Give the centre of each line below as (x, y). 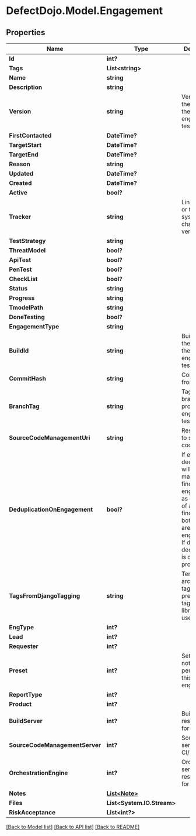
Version (20, 111)
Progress (22, 298)
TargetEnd (24, 155)
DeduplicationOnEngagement (51, 509)
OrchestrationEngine (38, 773)
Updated (21, 174)
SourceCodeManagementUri (50, 438)
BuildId (19, 351)
